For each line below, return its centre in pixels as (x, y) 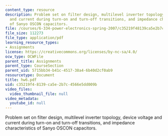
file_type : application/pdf (34, 38)
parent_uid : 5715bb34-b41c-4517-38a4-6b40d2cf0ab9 (59, 71)
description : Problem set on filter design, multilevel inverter (74, 15)
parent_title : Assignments (33, 61)
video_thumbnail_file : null (39, 94)
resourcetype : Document (30, 75)
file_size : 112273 (24, 33)
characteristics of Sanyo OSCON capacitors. (51, 128)
